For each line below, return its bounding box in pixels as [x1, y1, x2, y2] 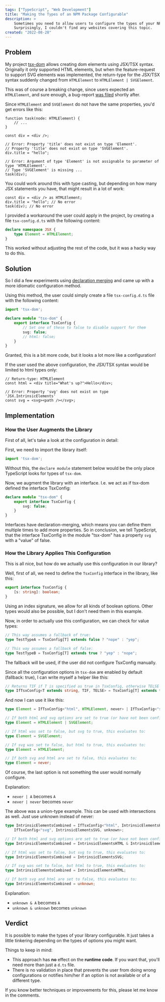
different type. [12, 977, 41, 983]
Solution [5, 264, 31, 273]
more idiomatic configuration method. [5, 283, 82, 289]
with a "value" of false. [5, 538, 52, 544]
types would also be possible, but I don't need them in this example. [5, 608, 143, 614]
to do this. [5, 250, 26, 256]
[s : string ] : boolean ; [14, 590, 60, 595]
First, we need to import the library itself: [5, 447, 87, 453]
